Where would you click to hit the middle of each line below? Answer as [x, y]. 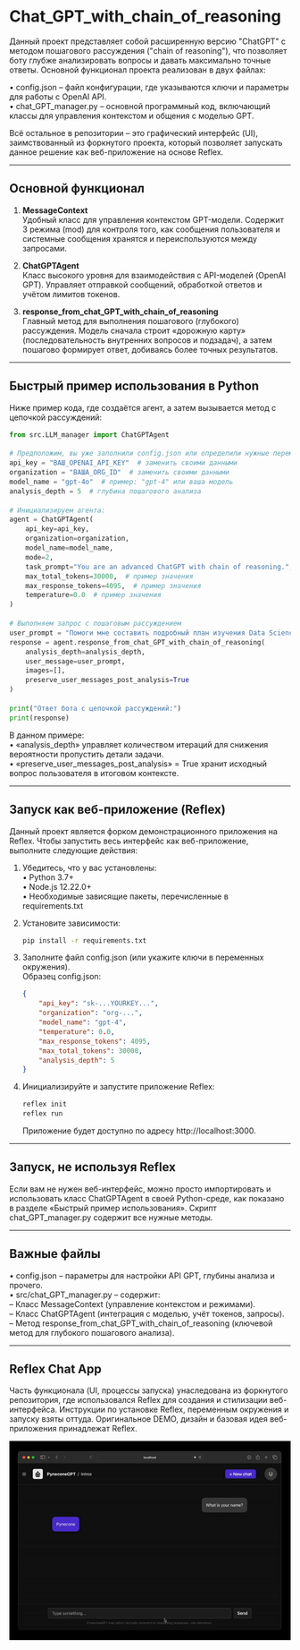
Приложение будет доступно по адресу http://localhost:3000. [139, 1131]
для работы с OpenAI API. [58, 97]
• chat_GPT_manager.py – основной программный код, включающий [140, 106]
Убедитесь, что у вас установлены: [89, 868]
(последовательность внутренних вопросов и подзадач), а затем [147, 340]
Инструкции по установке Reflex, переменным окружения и [174, 1410]
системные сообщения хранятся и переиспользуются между [139, 238]
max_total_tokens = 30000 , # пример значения [109, 576]
